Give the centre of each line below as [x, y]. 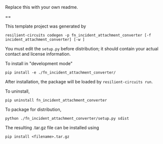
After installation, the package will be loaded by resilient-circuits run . [79, 82]
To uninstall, [18, 91]
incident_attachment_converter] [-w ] [45, 39]
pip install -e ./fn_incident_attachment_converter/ [61, 72]
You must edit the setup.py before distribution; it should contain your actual [82, 49]
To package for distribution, [33, 109]
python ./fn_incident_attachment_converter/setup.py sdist [67, 118]
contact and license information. [38, 54]
